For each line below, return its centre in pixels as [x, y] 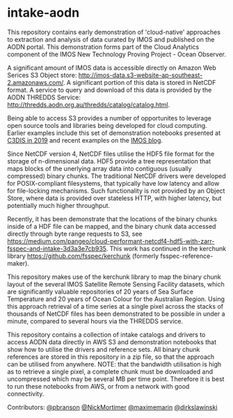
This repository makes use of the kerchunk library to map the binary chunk [114, 277]
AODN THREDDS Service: [44, 97]
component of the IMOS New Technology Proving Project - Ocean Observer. [116, 54]
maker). [18, 263]
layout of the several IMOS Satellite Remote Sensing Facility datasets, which [116, 284]
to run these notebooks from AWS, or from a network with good [98, 386]
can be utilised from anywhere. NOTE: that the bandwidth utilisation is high [114, 364]
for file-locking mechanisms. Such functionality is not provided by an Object [116, 191]
